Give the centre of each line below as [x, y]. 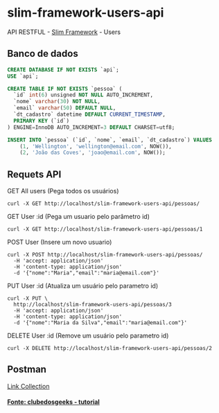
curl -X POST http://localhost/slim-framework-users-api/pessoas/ [105, 255]
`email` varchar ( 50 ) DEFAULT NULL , [65, 108]
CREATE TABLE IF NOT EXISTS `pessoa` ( [65, 89]
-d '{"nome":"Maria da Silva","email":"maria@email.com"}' [100, 323]
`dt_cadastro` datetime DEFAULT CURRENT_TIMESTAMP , [90, 114]
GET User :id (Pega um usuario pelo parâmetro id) [79, 217]
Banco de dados [43, 54]
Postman [27, 370]
